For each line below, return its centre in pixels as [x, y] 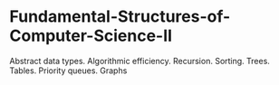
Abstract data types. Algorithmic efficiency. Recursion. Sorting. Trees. [139, 61]
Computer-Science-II [91, 36]
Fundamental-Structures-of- [120, 17]
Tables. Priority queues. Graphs [68, 71]
